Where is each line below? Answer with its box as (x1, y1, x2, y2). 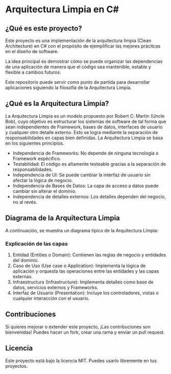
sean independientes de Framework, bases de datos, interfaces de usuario (5, 124, 163, 130)
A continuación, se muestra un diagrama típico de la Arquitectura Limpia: (5, 227, 159, 233)
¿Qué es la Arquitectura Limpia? (5, 99, 109, 108)
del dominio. (12, 257, 39, 263)
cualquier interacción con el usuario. (12, 295, 90, 301)
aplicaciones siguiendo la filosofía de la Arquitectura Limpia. (5, 84, 132, 91)
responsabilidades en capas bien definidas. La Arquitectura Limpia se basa (5, 135, 163, 141)
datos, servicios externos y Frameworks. (12, 284, 99, 290)
